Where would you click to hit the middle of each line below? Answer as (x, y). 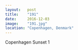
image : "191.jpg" (26, 24)
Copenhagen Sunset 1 (28, 42)
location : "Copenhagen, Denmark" (39, 28)
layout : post (21, 10)
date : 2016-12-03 (27, 19)
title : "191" (22, 14)
